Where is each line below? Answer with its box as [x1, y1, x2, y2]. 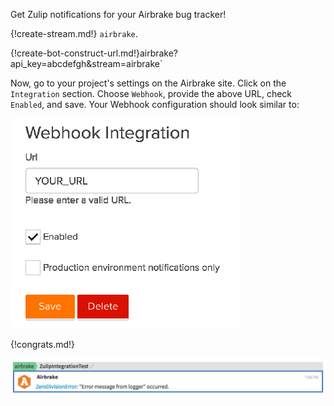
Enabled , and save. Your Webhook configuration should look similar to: [10, 99, 300, 110]
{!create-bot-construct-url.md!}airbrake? [10, 47, 179, 59]
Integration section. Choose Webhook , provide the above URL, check [10, 88, 293, 99]
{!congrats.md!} [10, 339, 76, 350]
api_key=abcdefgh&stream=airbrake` [10, 58, 163, 69]
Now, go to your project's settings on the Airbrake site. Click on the [10, 77, 287, 89]
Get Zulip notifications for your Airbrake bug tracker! [10, 9, 227, 20]
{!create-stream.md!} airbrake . [10, 28, 138, 39]
